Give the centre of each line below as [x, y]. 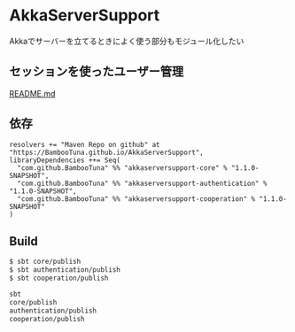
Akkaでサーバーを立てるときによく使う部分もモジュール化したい [127, 41]
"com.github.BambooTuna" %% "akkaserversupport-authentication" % [142, 183]
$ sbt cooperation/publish [59, 278]
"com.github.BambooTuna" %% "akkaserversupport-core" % [122, 168]
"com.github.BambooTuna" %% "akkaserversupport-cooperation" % [136, 199]
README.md [32, 93]
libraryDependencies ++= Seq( [65, 160]
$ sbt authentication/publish [65, 270]
